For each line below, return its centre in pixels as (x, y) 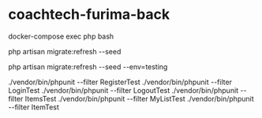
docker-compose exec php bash (61, 36)
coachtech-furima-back (89, 15)
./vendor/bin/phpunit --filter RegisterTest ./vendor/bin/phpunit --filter (120, 82)
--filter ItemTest (34, 107)
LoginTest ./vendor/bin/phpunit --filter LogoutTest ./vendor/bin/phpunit (124, 90)
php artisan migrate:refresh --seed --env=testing (88, 66)
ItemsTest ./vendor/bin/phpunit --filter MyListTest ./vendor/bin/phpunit (139, 98)
